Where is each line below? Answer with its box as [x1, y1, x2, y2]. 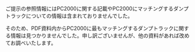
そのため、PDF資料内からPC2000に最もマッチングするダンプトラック [5, 25, 174, 32]
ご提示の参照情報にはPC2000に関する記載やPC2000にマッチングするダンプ [5, 5, 189, 12]
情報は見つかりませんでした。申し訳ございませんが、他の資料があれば [10, 32, 180, 39]
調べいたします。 [15, 40, 57, 46]
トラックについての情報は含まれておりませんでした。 [5, 12, 133, 19]
